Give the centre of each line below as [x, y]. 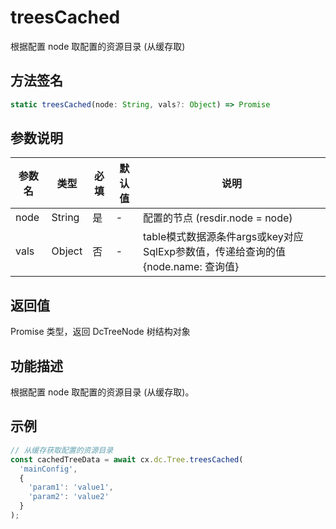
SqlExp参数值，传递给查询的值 [214, 252]
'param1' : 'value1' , [71, 487]
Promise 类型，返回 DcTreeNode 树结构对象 [100, 332]
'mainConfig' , [48, 469]
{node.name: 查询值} [191, 267]
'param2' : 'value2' [69, 497]
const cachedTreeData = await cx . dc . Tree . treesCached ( [127, 459]
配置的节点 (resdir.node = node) [217, 218]
